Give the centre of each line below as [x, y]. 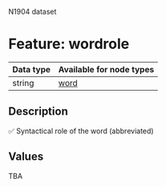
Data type [31, 69]
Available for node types [106, 69]
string [23, 83]
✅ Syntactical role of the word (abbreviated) [81, 131]
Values [26, 157]
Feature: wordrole [69, 44]
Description [38, 112]
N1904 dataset [32, 12]
